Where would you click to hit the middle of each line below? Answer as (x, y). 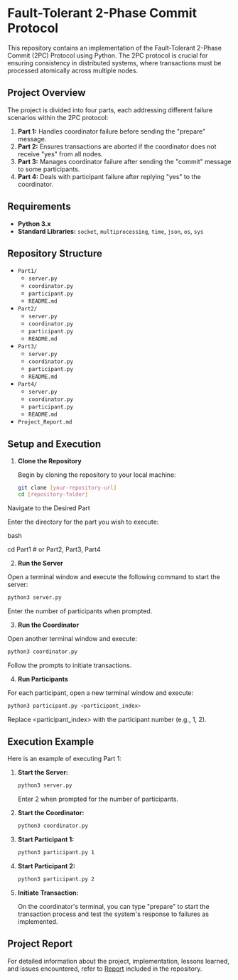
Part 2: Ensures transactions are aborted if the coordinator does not (117, 146)
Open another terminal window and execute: (72, 638)
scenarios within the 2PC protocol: (58, 117)
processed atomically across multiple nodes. (73, 70)
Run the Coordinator (48, 625)
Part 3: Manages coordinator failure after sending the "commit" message (124, 161)
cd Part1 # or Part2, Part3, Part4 (54, 549)
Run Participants (43, 679)
